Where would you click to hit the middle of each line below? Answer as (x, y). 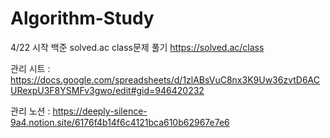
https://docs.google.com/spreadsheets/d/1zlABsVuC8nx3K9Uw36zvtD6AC (165, 79)
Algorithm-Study (82, 18)
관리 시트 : (30, 68)
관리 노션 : (30, 111)
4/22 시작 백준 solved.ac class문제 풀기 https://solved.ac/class (137, 47)
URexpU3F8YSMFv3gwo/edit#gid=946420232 (107, 90)
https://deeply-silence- (100, 111)
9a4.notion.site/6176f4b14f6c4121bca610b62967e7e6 (120, 122)
